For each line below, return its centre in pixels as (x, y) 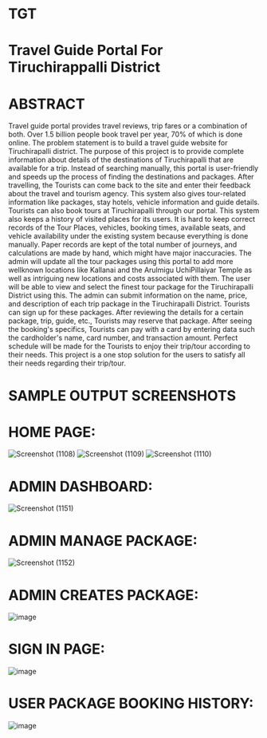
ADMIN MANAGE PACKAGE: (103, 541)
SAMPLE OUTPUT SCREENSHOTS (122, 395)
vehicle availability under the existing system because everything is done (128, 236)
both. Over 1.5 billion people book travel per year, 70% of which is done (126, 134)
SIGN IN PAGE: (57, 649)
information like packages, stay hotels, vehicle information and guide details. (134, 202)
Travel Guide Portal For (86, 51)
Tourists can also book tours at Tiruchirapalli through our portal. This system (134, 211)
